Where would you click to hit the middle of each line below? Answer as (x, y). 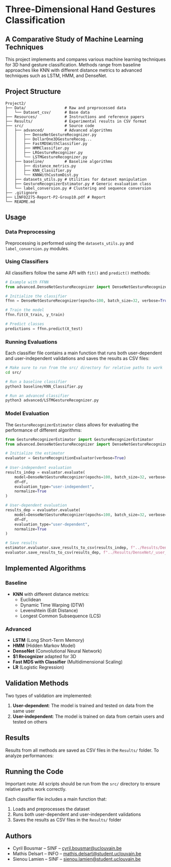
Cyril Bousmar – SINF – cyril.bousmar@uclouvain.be (67, 848)
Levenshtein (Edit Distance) (49, 610)
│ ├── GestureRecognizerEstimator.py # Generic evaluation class (78, 184)
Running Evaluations (31, 342)
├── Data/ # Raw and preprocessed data (66, 108)
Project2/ (16, 103)
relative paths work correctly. (36, 789)
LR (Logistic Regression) (38, 667)
